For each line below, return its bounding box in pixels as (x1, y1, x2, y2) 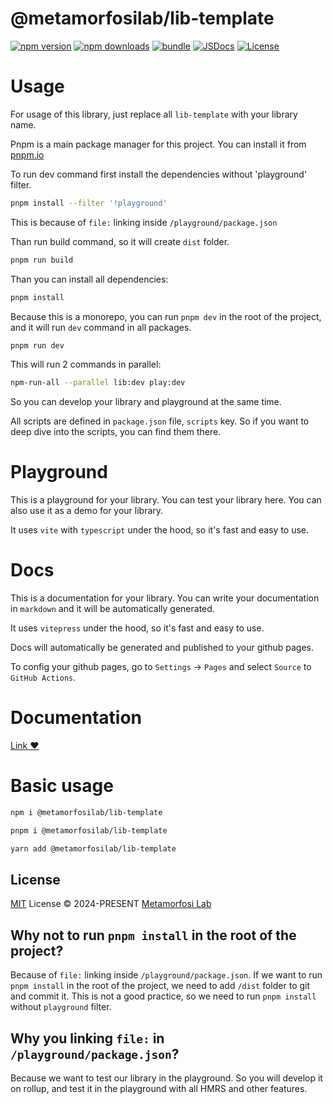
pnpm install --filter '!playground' (10, 198, 168, 208)
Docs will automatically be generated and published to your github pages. (10, 642, 315, 654)
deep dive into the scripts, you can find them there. (10, 426, 222, 438)
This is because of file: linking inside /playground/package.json (10, 216, 278, 228)
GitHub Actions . (10, 672, 77, 684)
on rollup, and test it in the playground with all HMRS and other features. (10, 1083, 308, 1095)
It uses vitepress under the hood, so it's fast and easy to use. (10, 622, 265, 634)
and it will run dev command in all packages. (10, 321, 192, 333)
